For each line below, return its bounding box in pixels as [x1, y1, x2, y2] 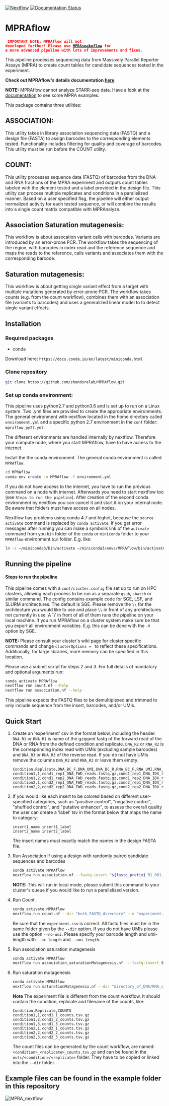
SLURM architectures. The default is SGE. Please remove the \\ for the [5, 601, 152, 607]
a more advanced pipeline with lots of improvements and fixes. [5, 48, 143, 53]
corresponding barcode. [5, 255, 56, 261]
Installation [5, 319, 41, 328]
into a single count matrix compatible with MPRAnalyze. [5, 206, 121, 212]
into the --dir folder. [12, 1060, 55, 1065]
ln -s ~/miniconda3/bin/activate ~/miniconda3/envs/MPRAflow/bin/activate [5, 546, 165, 551]
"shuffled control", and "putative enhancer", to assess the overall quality [12, 804, 162, 810]
